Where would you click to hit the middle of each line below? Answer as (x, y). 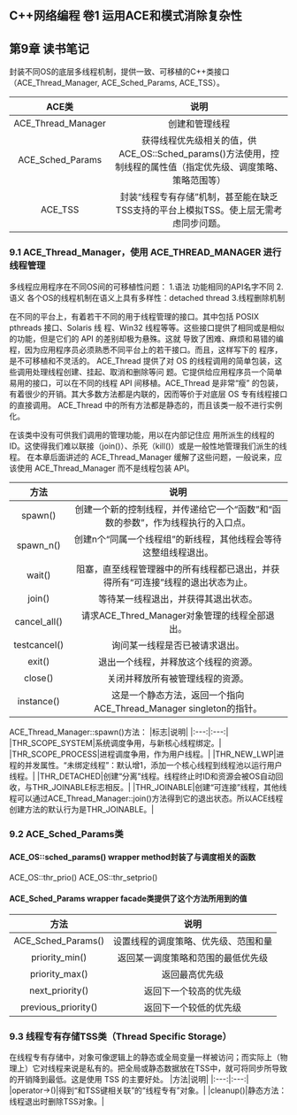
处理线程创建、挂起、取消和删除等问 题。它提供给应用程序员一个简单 (157, 372)
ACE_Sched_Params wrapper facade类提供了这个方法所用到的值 (128, 899)
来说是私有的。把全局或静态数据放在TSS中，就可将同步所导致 (175, 1068)
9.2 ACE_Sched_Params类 (66, 834)
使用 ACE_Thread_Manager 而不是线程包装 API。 (105, 468)
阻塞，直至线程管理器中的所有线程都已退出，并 (174, 569)
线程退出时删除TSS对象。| (57, 1102)
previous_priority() (59, 1007)
